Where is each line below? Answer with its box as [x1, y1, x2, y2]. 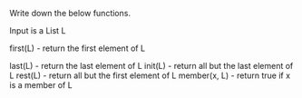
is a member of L [9, 80, 73, 90]
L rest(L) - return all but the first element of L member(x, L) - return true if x [9, 70, 291, 81]
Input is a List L [9, 25, 66, 35]
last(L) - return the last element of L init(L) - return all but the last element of [9, 61, 294, 71]
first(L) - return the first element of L [9, 43, 146, 54]
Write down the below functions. [9, 8, 132, 18]
